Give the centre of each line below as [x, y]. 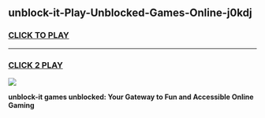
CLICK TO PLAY [39, 35]
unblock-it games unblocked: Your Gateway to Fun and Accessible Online [131, 97]
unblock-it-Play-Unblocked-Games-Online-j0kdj [130, 13]
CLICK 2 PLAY [35, 65]
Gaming [21, 105]
